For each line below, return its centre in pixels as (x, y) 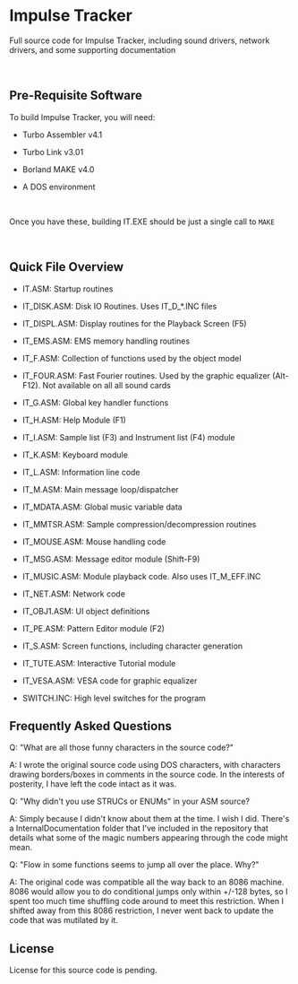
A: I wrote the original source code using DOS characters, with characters (145, 765)
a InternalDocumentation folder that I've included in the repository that (139, 828)
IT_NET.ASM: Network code (73, 594)
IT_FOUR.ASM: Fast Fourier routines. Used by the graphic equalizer (146, 375)
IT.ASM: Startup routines (68, 289)
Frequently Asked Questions (91, 726)
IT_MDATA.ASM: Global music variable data (102, 507)
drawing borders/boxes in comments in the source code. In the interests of (147, 775)
